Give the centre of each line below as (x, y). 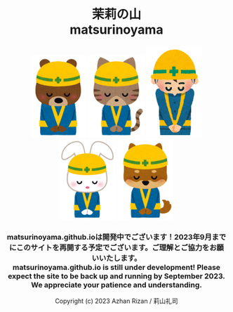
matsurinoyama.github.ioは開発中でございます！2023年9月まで (116, 237)
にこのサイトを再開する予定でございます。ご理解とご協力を (109, 247)
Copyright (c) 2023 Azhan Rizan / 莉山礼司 (116, 301)
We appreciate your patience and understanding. (116, 285)
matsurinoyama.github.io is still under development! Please (116, 267)
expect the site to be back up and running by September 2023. (116, 276)
